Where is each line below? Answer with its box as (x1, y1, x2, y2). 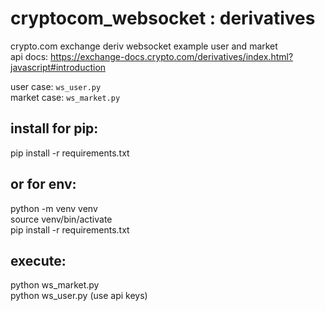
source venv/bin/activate (10, 213, 113, 225)
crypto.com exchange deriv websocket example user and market (10, 40, 278, 52)
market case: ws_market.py (10, 91, 121, 103)
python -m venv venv (10, 202, 98, 214)
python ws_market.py (10, 279, 100, 291)
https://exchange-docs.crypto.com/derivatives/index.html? (50, 50, 294, 62)
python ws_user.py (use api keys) (10, 290, 148, 302)
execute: (10, 252, 67, 269)
